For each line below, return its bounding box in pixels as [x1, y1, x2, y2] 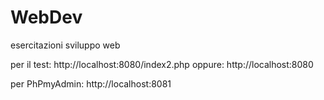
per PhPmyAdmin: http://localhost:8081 [10, 77, 172, 90]
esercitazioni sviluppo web [10, 39, 121, 51]
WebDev [10, 6, 83, 29]
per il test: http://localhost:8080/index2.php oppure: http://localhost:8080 [10, 58, 314, 70]
